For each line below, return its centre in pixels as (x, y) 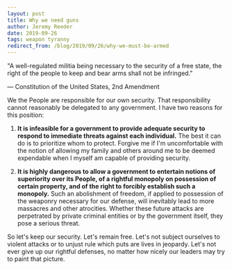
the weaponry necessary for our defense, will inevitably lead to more (116, 201)
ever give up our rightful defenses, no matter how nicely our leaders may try (116, 252)
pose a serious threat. (49, 223)
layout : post (26, 14)
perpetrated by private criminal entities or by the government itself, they (120, 216)
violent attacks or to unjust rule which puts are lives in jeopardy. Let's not (112, 244)
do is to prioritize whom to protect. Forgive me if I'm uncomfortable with (120, 143)
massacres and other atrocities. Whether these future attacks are (110, 208)
